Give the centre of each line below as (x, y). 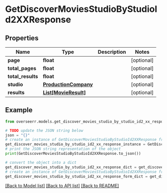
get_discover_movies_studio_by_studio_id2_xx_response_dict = (71, 167)
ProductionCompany (68, 84)
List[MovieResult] (64, 93)
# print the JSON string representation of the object (63, 149)
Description (112, 52)
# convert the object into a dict (41, 162)
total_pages (22, 68)
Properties (22, 38)
